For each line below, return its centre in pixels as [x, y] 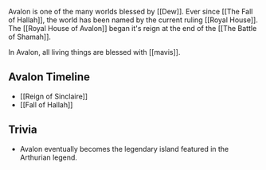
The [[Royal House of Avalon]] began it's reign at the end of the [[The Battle [133, 28]
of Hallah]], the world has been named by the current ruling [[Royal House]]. [133, 20]
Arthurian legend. [49, 157]
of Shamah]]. [30, 37]
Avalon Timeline [49, 77]
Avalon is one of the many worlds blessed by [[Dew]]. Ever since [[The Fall [131, 12]
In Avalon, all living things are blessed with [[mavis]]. [94, 52]
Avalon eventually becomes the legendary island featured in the [124, 149]
